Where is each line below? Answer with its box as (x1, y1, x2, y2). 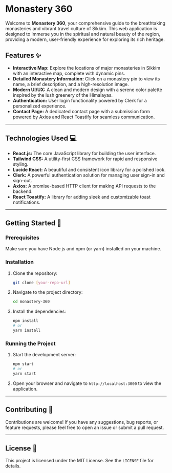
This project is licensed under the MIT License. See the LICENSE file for (5, 458, 154, 464)
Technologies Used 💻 (5, 134, 77, 143)
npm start (12, 361, 34, 367)
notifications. (12, 199, 41, 205)
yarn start (12, 371, 36, 376)
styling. (12, 161, 29, 167)
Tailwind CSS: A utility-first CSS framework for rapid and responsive (12, 156, 158, 162)
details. (5, 463, 21, 469)
